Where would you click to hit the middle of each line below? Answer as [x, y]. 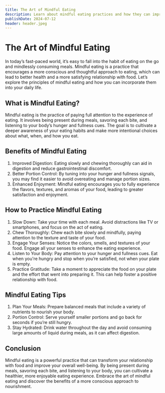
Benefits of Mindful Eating [46, 151]
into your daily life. [24, 88]
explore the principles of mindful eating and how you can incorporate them [81, 82]
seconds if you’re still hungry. [42, 323]
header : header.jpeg [26, 23]
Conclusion [23, 348]
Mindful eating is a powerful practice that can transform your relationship [79, 360]
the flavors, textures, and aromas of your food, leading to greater [78, 189]
